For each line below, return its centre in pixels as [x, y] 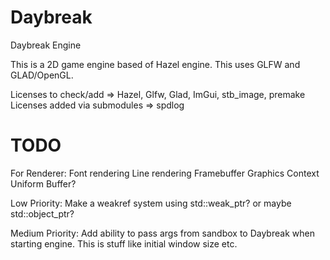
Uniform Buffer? [43, 183]
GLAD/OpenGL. [42, 75]
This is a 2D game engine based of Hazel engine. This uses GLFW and [155, 64]
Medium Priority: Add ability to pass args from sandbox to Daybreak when [162, 233]
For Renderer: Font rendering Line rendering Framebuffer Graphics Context [165, 173]
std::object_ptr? [42, 213]
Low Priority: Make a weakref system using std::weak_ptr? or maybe [151, 203]
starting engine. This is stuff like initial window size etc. [124, 243]
